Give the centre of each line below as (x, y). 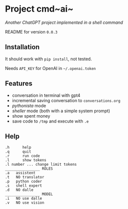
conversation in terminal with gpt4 (46, 95)
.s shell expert (24, 186)
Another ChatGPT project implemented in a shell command (64, 22)
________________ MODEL (29, 194)
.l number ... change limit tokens (41, 165)
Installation (22, 47)
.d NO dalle (19, 190)
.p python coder (24, 182)
